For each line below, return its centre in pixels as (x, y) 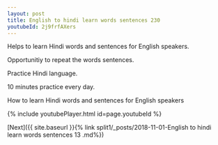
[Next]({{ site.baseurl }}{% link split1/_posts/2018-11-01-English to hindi (109, 128)
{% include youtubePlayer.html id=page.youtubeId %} (85, 114)
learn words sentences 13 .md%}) (56, 135)
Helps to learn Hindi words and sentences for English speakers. (98, 47)
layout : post (26, 14)
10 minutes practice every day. (51, 87)
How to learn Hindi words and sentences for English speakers (96, 100)
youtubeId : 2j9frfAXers (42, 26)
